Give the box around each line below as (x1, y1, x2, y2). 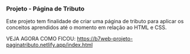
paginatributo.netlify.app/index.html (6, 41, 93, 48)
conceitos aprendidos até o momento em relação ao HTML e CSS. (6, 24, 167, 31)
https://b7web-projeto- (76, 35, 133, 42)
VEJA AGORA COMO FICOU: (6, 35, 76, 42)
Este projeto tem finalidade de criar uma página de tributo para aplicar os (6, 18, 184, 25)
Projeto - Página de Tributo (6, 5, 85, 13)
